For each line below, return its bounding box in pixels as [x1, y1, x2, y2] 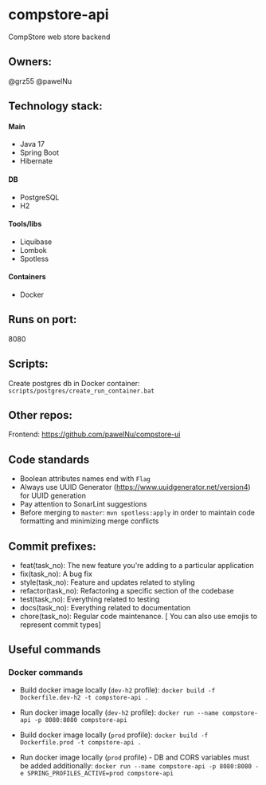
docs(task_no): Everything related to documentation [19, 603, 191, 613]
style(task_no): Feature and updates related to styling [19, 578, 195, 587]
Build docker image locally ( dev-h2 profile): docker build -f [19, 684, 216, 695]
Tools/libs [8, 219, 42, 229]
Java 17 [19, 140, 45, 149]
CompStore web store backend [8, 32, 111, 41]
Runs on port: [8, 313, 77, 326]
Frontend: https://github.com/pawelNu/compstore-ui [8, 429, 181, 440]
